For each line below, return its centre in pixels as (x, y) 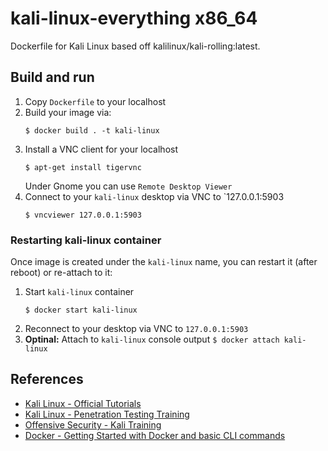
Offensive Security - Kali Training (93, 424)
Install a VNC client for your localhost (101, 149)
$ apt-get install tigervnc (83, 167)
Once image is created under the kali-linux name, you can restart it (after (164, 262)
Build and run (52, 77)
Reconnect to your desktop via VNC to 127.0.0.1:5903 (136, 329)
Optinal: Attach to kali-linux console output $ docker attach (152, 339)
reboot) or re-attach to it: (61, 273)
